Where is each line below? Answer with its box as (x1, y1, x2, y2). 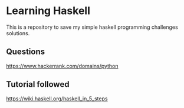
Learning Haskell (6, 4, 90, 18)
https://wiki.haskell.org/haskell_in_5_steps (6, 95, 108, 102)
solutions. (6, 29, 30, 36)
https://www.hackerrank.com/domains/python (6, 62, 119, 69)
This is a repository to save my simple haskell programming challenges (6, 23, 178, 31)
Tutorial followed (6, 79, 70, 89)
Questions (6, 47, 45, 57)
